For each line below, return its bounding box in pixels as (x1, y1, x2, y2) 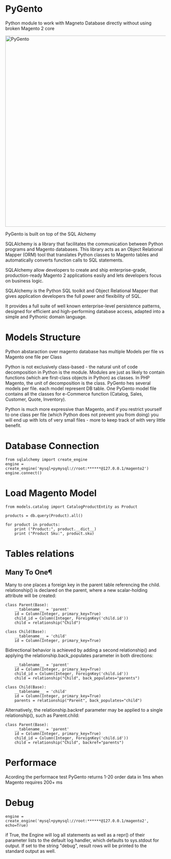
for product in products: (5, 522, 60, 527)
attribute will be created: (5, 592, 56, 598)
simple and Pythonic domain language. (5, 314, 87, 320)
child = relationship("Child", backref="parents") (14, 740, 124, 745)
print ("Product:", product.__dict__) (14, 526, 97, 532)
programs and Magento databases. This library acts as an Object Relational (5, 246, 163, 252)
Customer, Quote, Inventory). (5, 396, 66, 402)
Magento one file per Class (5, 354, 62, 360)
